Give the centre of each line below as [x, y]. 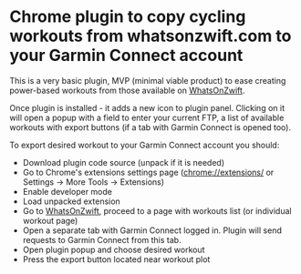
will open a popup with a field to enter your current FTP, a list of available [147, 117]
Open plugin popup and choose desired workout [114, 249]
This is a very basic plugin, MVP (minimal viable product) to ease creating [148, 80]
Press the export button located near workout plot [116, 259]
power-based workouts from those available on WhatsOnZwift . [127, 90]
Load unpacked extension [71, 201]
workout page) [50, 220]
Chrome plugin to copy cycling [128, 17]
